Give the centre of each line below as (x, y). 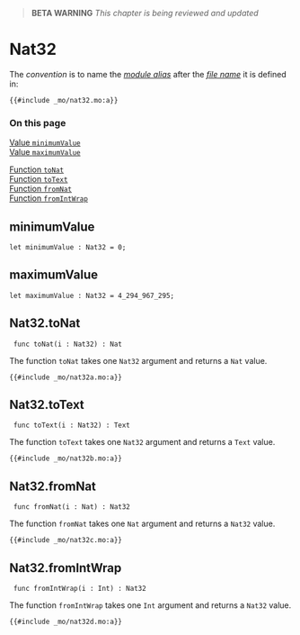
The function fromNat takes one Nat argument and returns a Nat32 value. (142, 524)
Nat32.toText (47, 405)
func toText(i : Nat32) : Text (71, 426)
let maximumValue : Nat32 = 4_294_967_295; (92, 295)
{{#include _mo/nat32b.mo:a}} (66, 458)
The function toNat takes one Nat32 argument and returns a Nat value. (138, 360)
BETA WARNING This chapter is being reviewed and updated (145, 13)
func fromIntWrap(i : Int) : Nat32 (79, 589)
